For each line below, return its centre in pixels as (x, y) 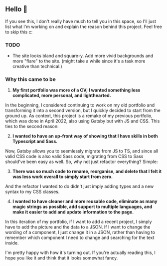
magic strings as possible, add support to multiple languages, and (82, 207)
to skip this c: (19, 32)
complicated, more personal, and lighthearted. (62, 95)
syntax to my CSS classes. (32, 192)
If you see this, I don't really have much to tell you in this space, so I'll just (81, 21)
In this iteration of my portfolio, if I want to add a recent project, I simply (79, 222)
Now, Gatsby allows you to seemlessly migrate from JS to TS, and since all (82, 151)
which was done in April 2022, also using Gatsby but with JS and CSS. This (83, 121)
